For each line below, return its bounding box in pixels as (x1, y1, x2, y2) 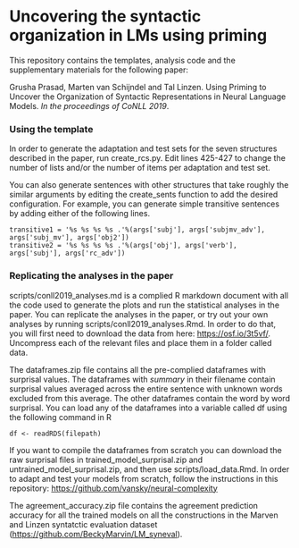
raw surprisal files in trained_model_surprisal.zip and (9, 454, 203, 465)
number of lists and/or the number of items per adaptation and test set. (9, 163, 270, 173)
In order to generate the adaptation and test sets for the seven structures (9, 143, 278, 154)
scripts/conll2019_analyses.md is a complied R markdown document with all (9, 290, 288, 300)
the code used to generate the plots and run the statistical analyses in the (9, 299, 279, 310)
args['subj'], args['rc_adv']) (9, 249, 126, 258)
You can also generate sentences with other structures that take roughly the (9, 180, 289, 190)
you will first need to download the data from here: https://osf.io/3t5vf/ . (9, 328, 270, 339)
